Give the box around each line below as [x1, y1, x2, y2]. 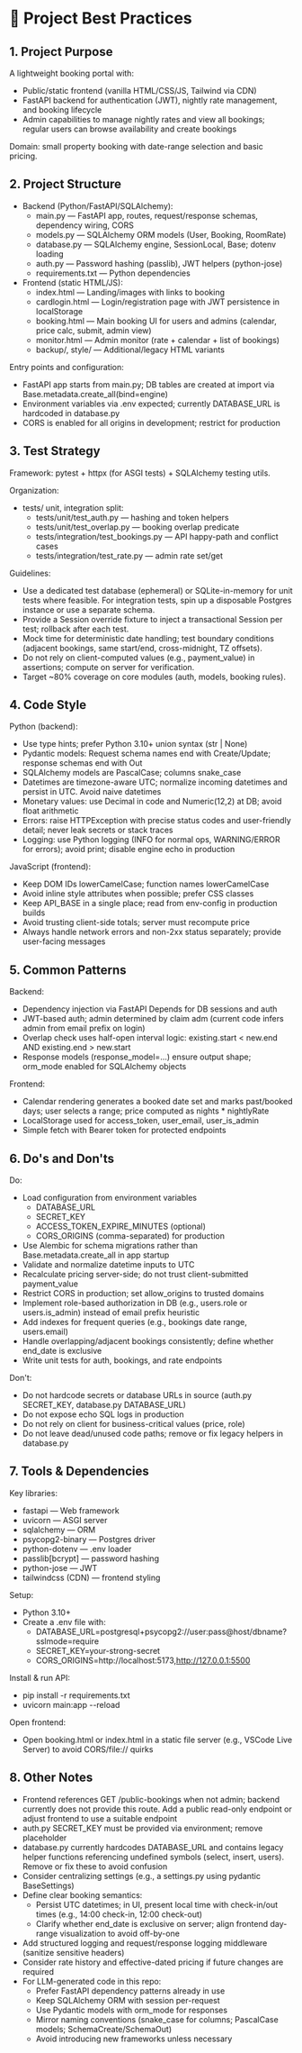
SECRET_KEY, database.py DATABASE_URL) [22, 1400, 187, 1411]
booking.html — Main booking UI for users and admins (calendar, [35, 315, 277, 326]
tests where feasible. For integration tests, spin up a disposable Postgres [22, 595, 292, 605]
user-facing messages [22, 936, 106, 947]
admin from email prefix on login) [22, 1022, 146, 1034]
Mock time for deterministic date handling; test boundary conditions [22, 632, 274, 643]
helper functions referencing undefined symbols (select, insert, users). [22, 1851, 285, 1862]
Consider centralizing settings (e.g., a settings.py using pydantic [22, 1870, 261, 1881]
